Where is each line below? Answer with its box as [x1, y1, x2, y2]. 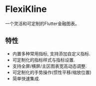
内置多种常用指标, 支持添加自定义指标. [12, 51, 91, 57]
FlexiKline [5, 3, 47, 15]
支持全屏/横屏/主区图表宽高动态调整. [12, 63, 87, 69]
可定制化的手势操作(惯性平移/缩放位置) [12, 69, 92, 75]
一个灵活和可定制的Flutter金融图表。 [5, 20, 80, 26]
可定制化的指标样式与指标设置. [12, 57, 75, 63]
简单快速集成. [12, 76, 40, 82]
